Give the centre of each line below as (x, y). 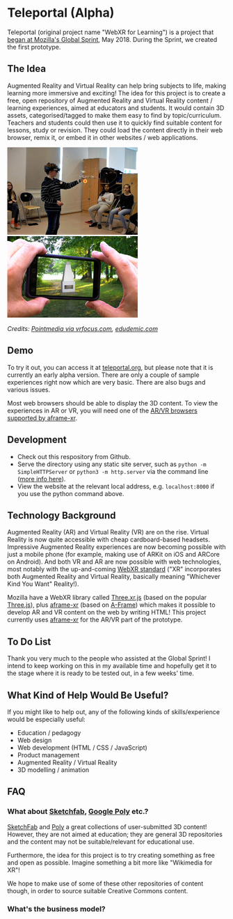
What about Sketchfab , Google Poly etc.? (78, 812)
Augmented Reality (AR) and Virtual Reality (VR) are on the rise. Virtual (108, 532)
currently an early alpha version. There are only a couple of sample (103, 375)
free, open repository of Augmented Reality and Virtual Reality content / (110, 100)
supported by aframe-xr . (42, 418)
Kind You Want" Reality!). (43, 584)
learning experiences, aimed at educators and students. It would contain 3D (116, 108)
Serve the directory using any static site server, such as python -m (112, 464)
